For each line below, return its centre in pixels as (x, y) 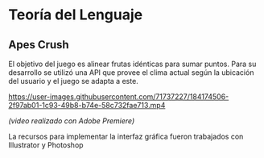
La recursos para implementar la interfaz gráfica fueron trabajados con (126, 136)
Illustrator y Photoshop (46, 145)
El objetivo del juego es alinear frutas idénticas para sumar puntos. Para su (132, 64)
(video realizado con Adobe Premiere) (72, 121)
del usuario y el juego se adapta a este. (73, 81)
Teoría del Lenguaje (76, 15)
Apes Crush (39, 45)
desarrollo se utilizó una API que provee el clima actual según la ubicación (131, 73)
